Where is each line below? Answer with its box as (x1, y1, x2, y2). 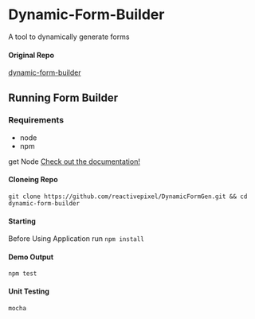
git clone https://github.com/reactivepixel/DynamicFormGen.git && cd (8, 193, 248, 200)
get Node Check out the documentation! (8, 157, 141, 166)
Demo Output (8, 252, 54, 262)
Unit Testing (8, 286, 50, 296)
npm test (8, 270, 37, 278)
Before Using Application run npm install (8, 234, 145, 243)
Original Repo (8, 50, 54, 60)
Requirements (8, 115, 65, 126)
